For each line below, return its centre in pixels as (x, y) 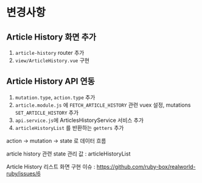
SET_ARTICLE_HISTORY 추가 (47, 112)
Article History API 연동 (51, 81)
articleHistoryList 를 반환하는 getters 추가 (69, 127)
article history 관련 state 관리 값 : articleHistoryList (68, 154)
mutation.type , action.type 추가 (55, 97)
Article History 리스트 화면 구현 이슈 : (51, 167)
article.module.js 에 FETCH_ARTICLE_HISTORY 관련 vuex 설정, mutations (103, 105)
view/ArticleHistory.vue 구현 (52, 60)
